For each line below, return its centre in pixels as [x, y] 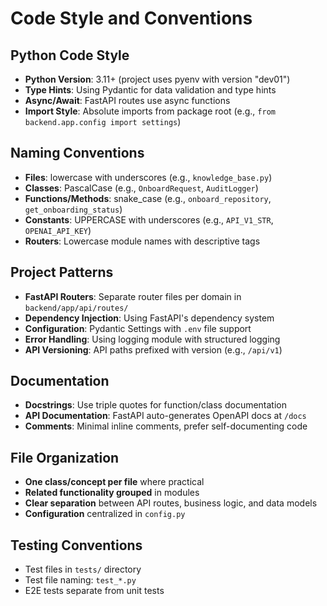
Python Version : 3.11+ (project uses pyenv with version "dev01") [157, 79]
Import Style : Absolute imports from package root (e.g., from [150, 111]
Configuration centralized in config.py [105, 514]
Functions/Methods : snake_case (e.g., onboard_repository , [148, 198]
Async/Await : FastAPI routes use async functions [127, 100]
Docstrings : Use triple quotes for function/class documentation [156, 405]
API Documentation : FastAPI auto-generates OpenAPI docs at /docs [165, 416]
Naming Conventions [77, 153]
